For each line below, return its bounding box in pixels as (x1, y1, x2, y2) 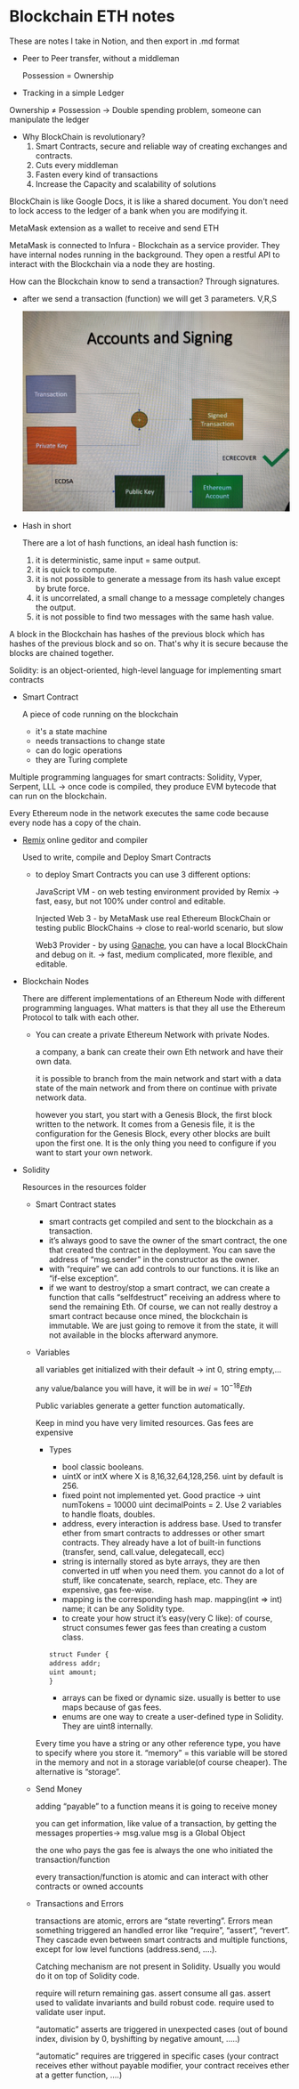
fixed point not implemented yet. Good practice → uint (61, 1489, 261, 1501)
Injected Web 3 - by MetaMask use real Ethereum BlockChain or (35, 913, 271, 924)
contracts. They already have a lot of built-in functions (61, 1537, 262, 1548)
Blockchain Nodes (21, 976, 89, 987)
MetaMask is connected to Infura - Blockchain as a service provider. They (9, 239, 280, 250)
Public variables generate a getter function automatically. (35, 1400, 246, 1411)
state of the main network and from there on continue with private (35, 1083, 278, 1094)
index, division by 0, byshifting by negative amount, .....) (35, 2033, 240, 2044)
